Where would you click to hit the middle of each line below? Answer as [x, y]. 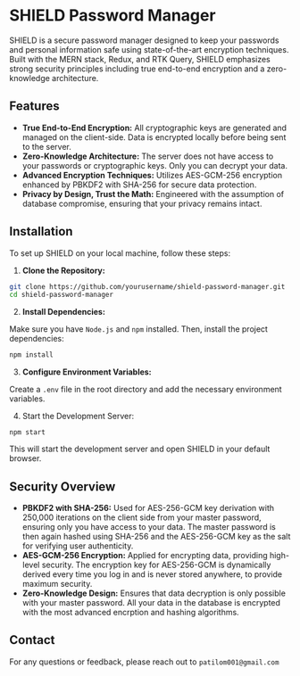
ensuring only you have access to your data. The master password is [149, 527]
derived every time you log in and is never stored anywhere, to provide [152, 574]
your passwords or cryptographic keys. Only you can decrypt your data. [155, 165]
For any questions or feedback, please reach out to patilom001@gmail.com [144, 662]
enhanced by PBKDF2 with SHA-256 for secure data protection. [139, 185]
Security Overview [62, 486]
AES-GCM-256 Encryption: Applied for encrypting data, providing [145, 555]
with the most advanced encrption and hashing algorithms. [130, 612]
